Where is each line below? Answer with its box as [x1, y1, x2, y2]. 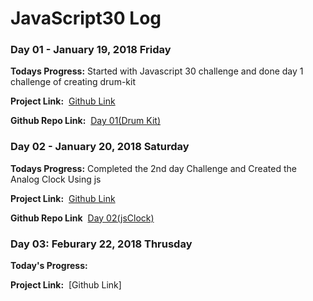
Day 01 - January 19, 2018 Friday [10, 43, 172, 57]
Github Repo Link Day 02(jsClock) [10, 212, 155, 224]
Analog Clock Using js [10, 173, 102, 185]
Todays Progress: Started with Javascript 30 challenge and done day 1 [10, 65, 304, 77]
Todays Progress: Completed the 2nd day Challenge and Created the [10, 162, 297, 174]
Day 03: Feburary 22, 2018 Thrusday [10, 237, 193, 251]
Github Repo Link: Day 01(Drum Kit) [10, 115, 161, 127]
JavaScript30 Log [10, 7, 162, 30]
